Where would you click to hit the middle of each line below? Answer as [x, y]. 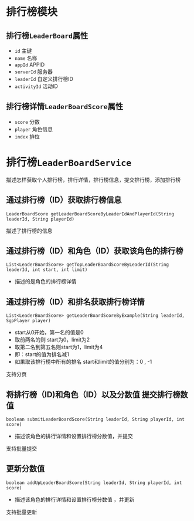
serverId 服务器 [34, 72]
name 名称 [26, 58]
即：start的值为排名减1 [42, 354]
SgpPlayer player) [28, 321]
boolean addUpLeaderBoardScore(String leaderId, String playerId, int [94, 483]
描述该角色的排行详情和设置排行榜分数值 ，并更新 [74, 499]
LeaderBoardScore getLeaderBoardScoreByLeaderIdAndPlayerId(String [90, 214]
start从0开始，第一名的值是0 [49, 333]
